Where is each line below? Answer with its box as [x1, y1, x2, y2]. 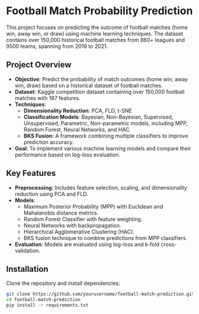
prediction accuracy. [23, 138, 74, 146]
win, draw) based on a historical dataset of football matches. [14, 82, 163, 89]
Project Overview [6, 60, 72, 70]
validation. [14, 247, 40, 254]
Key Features [6, 168, 56, 178]
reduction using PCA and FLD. [14, 190, 89, 197]
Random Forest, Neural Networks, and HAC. [23, 126, 131, 133]
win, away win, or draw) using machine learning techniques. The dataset [6, 30, 184, 37]
